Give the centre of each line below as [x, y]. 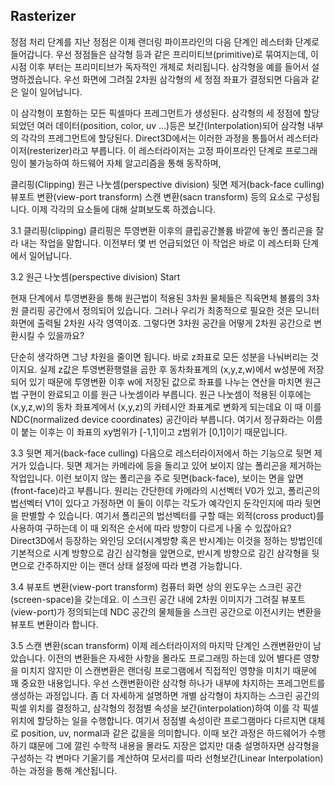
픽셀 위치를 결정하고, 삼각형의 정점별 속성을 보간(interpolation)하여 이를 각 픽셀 [164, 708]
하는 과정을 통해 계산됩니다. [64, 770]
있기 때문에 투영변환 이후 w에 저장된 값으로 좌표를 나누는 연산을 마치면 [165, 381]
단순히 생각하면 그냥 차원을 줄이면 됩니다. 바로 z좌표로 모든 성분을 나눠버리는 [159, 356]
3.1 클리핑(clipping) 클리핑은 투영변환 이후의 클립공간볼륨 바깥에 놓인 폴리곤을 [162, 230]
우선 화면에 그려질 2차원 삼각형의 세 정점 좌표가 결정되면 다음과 [186, 79]
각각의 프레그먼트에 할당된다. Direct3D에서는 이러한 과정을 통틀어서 [152, 138]
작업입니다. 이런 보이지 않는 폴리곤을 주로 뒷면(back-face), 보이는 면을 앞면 [157, 478]
